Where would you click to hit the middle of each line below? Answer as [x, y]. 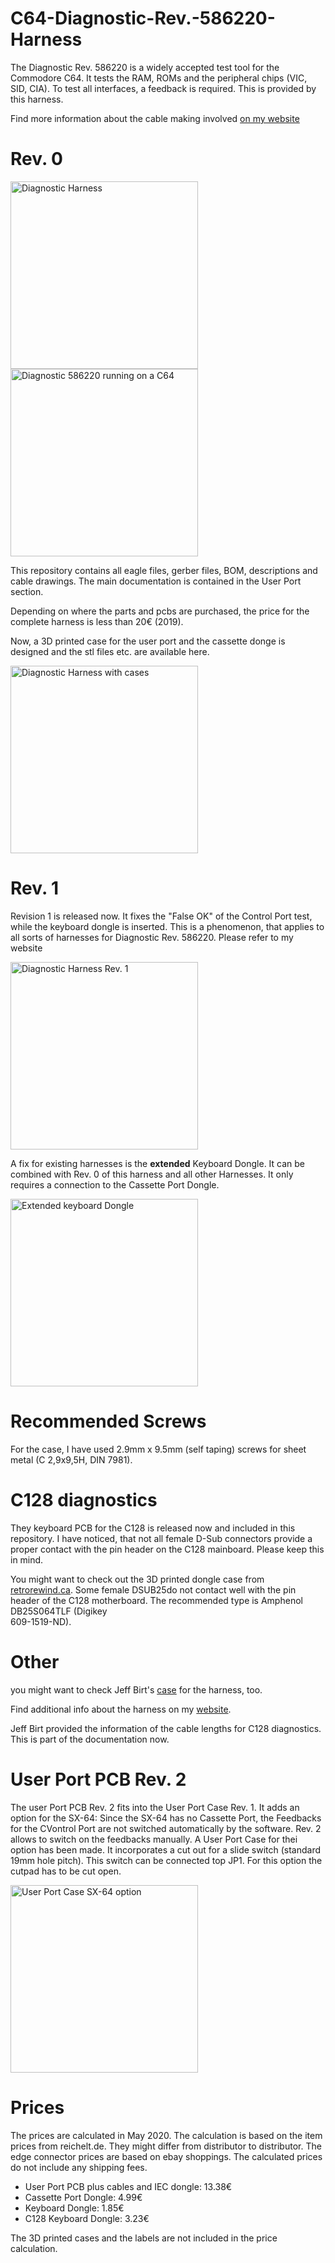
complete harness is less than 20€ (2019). [97, 621]
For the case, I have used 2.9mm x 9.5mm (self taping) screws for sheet [158, 1449]
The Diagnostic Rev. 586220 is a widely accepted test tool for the [145, 67]
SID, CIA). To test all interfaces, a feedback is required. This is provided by [163, 88]
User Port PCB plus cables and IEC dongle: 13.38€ [128, 2186]
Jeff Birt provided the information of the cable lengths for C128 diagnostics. [166, 1728]
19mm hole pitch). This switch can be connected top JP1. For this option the [166, 1860]
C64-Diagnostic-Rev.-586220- [143, 18]
